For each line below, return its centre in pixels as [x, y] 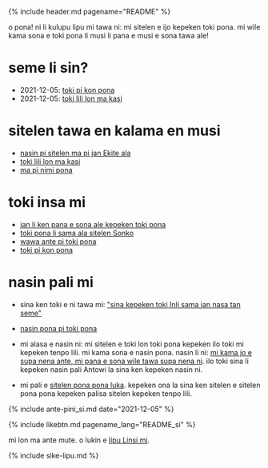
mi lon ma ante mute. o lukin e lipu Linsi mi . [79, 440]
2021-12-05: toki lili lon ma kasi [71, 98]
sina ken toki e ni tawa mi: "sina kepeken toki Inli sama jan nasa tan [130, 304]
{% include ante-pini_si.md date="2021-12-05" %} [91, 409]
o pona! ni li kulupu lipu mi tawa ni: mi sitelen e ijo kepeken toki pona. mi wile [134, 27]
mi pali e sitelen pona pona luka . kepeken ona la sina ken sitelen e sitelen [140, 385]
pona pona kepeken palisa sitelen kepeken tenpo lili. [106, 393]
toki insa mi [47, 202]
